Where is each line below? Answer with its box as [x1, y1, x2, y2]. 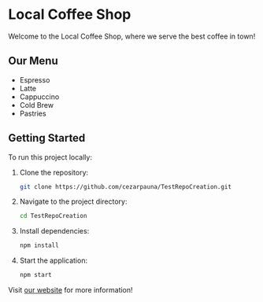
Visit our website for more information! [8, 285, 133, 295]
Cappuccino [19, 92, 60, 101]
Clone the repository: [19, 168, 89, 177]
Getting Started [8, 131, 86, 145]
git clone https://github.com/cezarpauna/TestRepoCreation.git [19, 182, 232, 190]
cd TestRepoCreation [19, 212, 87, 220]
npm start [19, 271, 53, 279]
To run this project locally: [8, 152, 93, 162]
